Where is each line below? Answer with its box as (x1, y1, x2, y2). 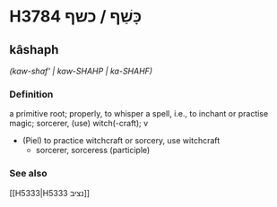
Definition (9, 88, 54, 100)
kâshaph (9, 42, 59, 57)
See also (9, 168, 48, 180)
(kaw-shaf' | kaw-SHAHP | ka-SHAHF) (9, 65, 153, 76)
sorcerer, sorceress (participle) (35, 145, 151, 156)
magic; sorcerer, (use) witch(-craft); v (9, 118, 149, 129)
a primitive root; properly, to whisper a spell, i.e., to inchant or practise (9, 108, 269, 119)
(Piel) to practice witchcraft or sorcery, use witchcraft (22, 135, 221, 146)
